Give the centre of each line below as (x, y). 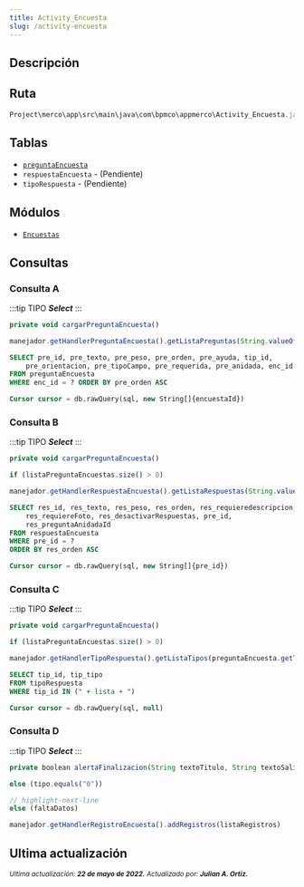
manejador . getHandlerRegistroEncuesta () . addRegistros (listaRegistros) (145, 825)
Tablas (28, 143)
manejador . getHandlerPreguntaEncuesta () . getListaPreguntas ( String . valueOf (153, 341)
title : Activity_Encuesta (58, 18)
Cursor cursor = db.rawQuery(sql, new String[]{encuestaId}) (127, 400)
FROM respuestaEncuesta (54, 533)
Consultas (39, 262)
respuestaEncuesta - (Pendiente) (83, 174)
